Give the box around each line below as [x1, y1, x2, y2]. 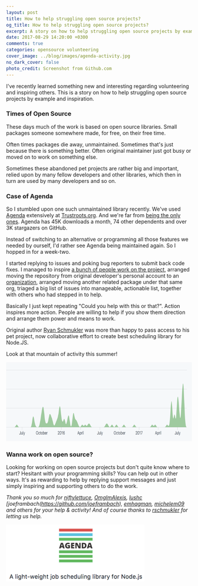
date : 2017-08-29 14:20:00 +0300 [6, 34, 88, 41]
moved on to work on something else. [6, 153, 98, 161]
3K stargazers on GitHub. [6, 224, 68, 231]
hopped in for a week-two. [6, 248, 71, 256]
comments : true [6, 41, 44, 47]
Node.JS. [6, 339, 29, 346]
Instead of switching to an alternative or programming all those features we [6, 236, 189, 243]
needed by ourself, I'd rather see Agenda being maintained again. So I [6, 242, 176, 249]
